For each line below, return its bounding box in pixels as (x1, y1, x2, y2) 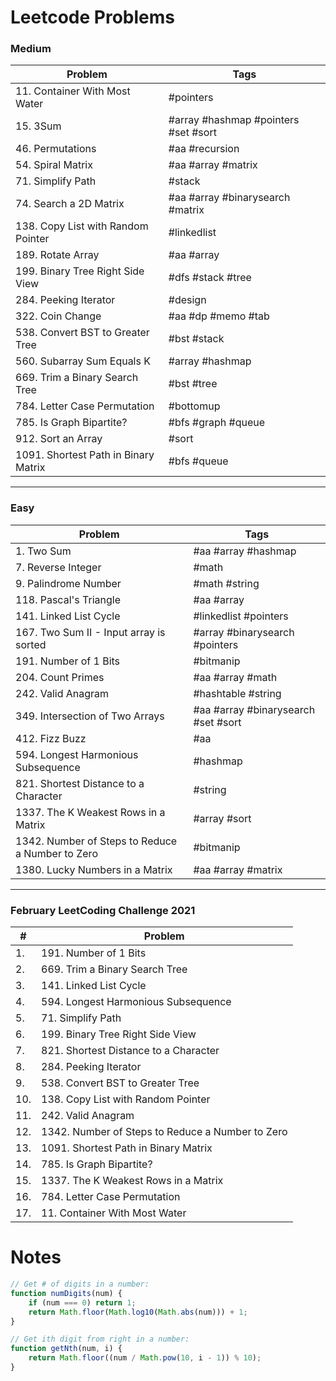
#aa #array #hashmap (193, 544, 297, 558)
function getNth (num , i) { (10, 1344, 123, 1354)
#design (168, 293, 207, 307)
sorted (15, 637, 47, 651)
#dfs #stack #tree (168, 271, 252, 285)
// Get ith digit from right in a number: (10, 1334, 190, 1345)
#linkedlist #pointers (193, 609, 289, 623)
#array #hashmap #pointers (168, 113, 300, 127)
